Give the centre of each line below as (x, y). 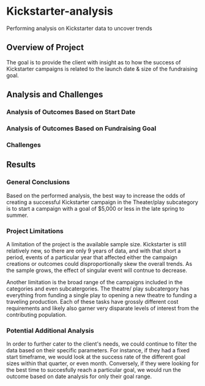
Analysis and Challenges (55, 95)
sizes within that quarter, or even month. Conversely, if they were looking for (102, 363)
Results (21, 165)
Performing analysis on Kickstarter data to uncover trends (79, 28)
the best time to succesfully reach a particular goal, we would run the (94, 370)
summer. (17, 215)
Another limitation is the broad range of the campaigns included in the (95, 282)
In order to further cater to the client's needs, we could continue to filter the (102, 344)
